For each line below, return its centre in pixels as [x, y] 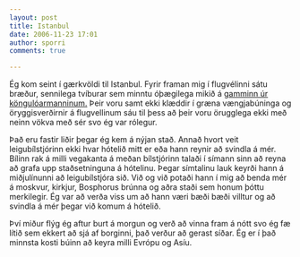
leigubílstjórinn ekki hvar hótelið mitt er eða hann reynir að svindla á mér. [143, 150]
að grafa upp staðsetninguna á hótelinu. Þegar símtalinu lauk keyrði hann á [147, 168]
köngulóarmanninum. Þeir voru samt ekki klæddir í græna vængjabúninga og [150, 103]
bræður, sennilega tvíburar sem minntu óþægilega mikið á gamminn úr [139, 94]
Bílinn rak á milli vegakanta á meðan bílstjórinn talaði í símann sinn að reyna [148, 158]
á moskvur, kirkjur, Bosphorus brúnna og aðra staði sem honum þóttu [137, 187]
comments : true [38, 51]
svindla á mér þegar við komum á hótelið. [85, 206]
